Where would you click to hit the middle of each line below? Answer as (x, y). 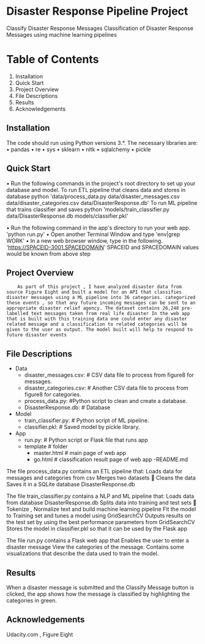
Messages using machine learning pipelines (62, 34)
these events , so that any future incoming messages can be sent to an (101, 303)
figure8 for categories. (53, 394)
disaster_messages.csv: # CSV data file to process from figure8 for (109, 375)
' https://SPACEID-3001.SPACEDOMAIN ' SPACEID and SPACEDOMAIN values (103, 247)
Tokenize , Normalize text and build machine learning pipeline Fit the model (101, 509)
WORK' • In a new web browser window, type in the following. (85, 240)
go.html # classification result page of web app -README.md (111, 459)
